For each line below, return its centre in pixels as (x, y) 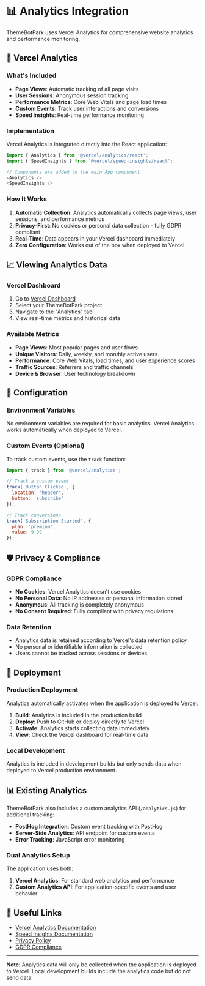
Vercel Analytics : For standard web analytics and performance (95, 881)
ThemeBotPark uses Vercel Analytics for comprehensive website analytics (100, 32)
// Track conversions (34, 515)
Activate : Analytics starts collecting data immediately (82, 728)
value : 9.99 (27, 532)
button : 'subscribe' (38, 499)
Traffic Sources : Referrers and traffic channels (74, 367)
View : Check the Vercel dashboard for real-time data (82, 734)
